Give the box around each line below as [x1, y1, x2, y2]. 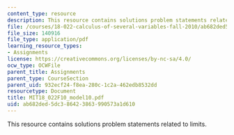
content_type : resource [7, 10, 77, 17]
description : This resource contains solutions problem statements [7, 17, 208, 24]
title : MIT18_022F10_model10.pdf [7, 95, 104, 102]
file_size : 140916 [7, 29, 61, 37]
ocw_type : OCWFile [7, 62, 61, 69]
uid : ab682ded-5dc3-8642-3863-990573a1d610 [7, 101, 136, 108]
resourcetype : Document [7, 88, 77, 95]
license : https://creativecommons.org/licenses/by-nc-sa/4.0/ [7, 56, 192, 63]
